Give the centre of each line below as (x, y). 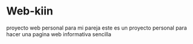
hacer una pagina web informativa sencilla (59, 34)
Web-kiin (30, 11)
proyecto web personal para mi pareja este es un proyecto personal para (96, 28)
